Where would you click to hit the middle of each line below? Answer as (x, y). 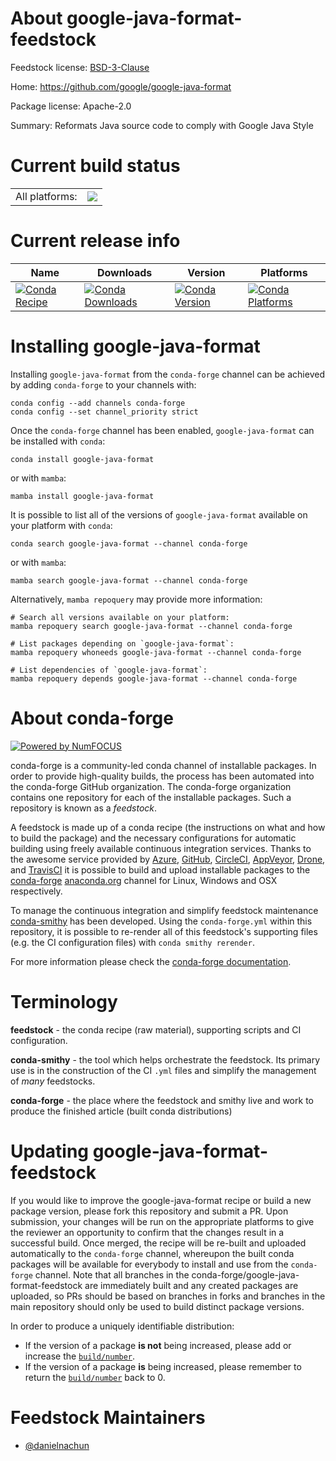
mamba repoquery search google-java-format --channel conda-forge (151, 626)
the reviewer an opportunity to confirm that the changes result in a (147, 1232)
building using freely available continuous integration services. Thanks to (161, 848)
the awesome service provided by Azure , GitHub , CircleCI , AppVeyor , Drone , (168, 859)
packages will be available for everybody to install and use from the (149, 1264)
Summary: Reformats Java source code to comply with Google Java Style (162, 125)
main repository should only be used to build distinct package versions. (157, 1306)
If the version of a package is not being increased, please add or (158, 1345)
